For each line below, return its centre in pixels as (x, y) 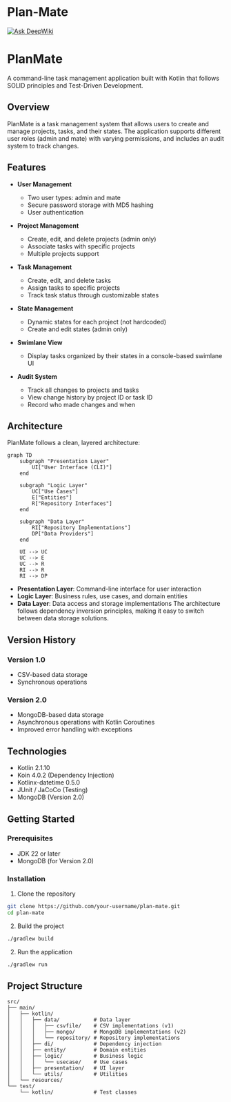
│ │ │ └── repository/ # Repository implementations (94, 1038)
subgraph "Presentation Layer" (64, 462)
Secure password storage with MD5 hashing (90, 205)
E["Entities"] (52, 498)
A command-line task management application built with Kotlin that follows (113, 78)
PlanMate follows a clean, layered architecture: (73, 443)
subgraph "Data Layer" (52, 522)
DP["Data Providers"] (63, 534)
